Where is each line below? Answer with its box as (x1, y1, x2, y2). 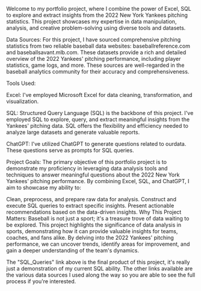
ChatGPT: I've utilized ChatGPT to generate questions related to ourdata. (6, 140, 187, 147)
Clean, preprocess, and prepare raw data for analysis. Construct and (6, 196, 176, 202)
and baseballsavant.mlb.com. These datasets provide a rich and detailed (6, 49, 187, 56)
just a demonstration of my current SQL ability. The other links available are (6, 265, 193, 272)
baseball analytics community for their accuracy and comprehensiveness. (6, 68, 190, 75)
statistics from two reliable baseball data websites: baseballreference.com (6, 42, 191, 49)
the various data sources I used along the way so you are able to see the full (6, 271, 196, 278)
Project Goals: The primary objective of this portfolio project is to (6, 158, 167, 165)
